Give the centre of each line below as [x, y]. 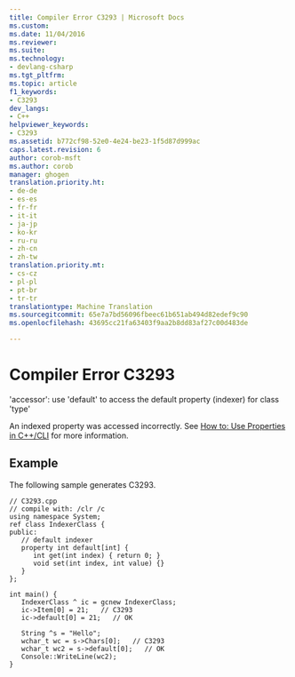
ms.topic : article [43, 84]
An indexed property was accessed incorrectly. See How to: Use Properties [147, 426]
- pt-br [24, 290]
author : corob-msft [45, 158]
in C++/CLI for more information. [69, 435]
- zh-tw [24, 257]
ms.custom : [29, 26]
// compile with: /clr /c [57, 509]
